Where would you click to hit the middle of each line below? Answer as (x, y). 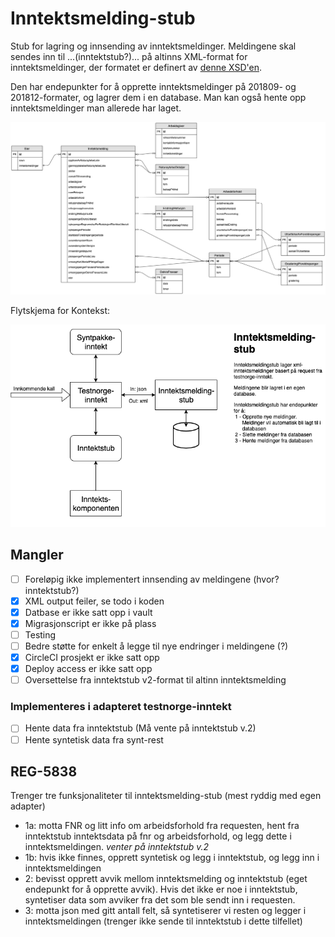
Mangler (37, 555)
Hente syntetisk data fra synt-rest (94, 739)
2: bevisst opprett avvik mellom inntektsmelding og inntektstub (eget (166, 879)
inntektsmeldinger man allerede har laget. (96, 108)
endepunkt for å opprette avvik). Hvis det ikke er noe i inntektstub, (161, 889)
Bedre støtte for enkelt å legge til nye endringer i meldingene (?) (156, 646)
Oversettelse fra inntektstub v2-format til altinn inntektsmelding (155, 680)
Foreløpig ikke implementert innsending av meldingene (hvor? (152, 579)
